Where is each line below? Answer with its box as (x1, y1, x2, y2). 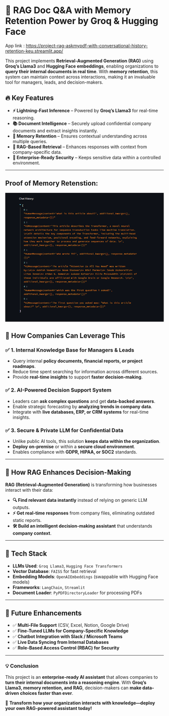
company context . (12, 530, 52, 536)
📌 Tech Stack (5, 549, 47, 558)
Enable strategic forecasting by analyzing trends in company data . (12, 403, 152, 410)
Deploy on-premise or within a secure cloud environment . (12, 443, 136, 449)
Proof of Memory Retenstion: (5, 179, 98, 188)
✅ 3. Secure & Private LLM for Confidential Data (5, 427, 124, 434)
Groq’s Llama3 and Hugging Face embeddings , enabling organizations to (5, 63, 159, 69)
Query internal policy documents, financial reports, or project (12, 358, 143, 364)
